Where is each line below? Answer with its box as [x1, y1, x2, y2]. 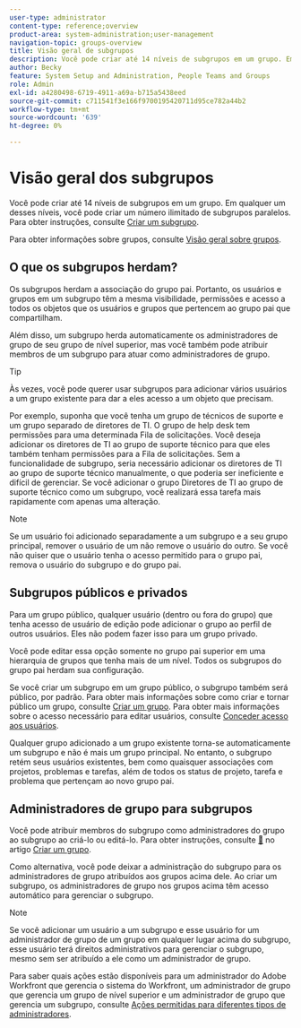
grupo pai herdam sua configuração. [9, 664, 145, 675]
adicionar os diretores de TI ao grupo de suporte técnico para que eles [9, 438, 271, 449]
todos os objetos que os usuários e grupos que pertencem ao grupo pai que [9, 302, 291, 314]
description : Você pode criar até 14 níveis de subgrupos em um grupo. [9, 55, 282, 64]
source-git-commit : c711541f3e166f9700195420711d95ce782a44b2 [9, 96, 246, 106]
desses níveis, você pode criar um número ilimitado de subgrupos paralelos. [9, 207, 291, 218]
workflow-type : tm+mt [9, 105, 90, 114]
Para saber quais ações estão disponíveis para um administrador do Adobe [9, 971, 287, 981]
